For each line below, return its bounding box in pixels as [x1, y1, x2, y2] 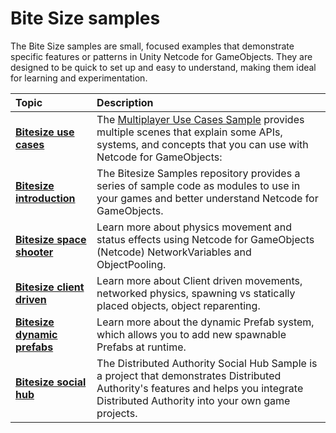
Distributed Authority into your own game [96, 393, 291, 407]
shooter [15, 245, 54, 259]
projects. [96, 406, 138, 420]
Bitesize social [15, 375, 87, 389]
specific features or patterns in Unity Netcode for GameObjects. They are [10, 50, 313, 62]
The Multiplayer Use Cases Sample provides [96, 112, 305, 126]
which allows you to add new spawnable [96, 327, 287, 341]
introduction [15, 191, 76, 205]
